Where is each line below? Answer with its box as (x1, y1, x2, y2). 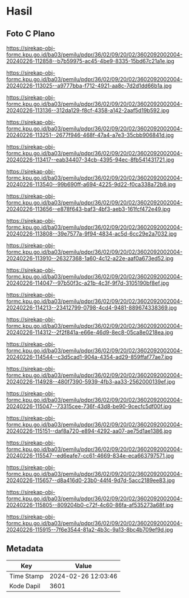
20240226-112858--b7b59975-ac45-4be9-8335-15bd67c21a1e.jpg (6, 58, 174, 64)
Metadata (6, 543, 44, 554)
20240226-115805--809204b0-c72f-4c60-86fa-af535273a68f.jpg (6, 501, 174, 508)
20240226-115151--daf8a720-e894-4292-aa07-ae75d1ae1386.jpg (6, 427, 172, 435)
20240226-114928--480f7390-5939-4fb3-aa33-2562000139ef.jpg (6, 378, 176, 385)
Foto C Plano (6, 29, 55, 39)
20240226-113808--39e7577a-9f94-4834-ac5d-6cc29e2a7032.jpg (6, 230, 177, 237)
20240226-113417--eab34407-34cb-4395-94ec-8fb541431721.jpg (6, 156, 174, 163)
